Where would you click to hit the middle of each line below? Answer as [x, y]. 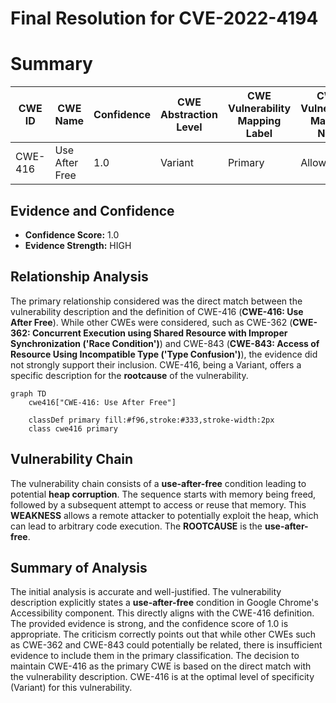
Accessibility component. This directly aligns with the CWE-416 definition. [162, 613]
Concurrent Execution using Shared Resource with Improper [159, 333]
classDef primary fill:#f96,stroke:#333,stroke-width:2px [151, 420]
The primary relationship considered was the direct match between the [156, 301]
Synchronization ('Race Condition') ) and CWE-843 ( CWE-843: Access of [165, 343]
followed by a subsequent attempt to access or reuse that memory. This [158, 504]
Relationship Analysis [79, 277]
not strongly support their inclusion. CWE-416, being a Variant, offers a [156, 364]
